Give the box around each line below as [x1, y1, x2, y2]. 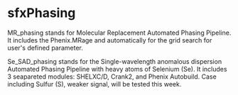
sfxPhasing [7, 5, 76, 21]
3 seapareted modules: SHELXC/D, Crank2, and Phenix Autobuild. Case [7, 72, 217, 81]
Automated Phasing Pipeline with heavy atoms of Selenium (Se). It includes [7, 65, 227, 73]
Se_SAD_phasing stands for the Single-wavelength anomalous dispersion [7, 57, 222, 65]
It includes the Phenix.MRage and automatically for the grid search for [7, 35, 212, 44]
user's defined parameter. [7, 43, 84, 52]
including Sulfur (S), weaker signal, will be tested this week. [7, 79, 182, 88]
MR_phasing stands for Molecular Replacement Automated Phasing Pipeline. [7, 28, 232, 37]
